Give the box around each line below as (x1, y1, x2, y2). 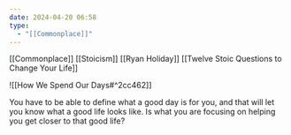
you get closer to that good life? (9, 116, 126, 126)
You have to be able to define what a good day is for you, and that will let (9, 97, 275, 108)
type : (9, 21, 29, 30)
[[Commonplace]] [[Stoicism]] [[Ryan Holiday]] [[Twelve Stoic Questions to (9, 54, 282, 64)
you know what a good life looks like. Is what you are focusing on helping (9, 107, 276, 117)
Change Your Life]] (9, 63, 78, 73)
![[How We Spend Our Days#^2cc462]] (9, 80, 152, 91)
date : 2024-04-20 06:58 (9, 12, 97, 22)
